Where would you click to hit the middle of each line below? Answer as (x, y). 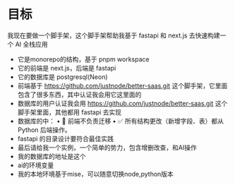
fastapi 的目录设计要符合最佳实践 (66, 138)
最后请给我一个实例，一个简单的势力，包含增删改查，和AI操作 (107, 147)
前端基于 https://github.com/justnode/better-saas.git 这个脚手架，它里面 (122, 85)
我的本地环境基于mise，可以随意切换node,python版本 (96, 174)
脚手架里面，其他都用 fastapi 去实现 (70, 112)
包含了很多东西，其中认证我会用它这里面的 (79, 94)
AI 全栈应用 (31, 44)
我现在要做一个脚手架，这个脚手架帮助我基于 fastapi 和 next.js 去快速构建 (114, 35)
